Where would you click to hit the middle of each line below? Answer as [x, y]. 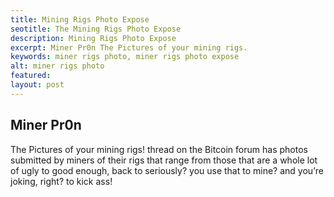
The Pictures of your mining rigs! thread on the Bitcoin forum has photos [159, 149]
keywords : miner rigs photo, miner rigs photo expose [125, 57]
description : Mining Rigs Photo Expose [93, 38]
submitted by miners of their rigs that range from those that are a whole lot [164, 160]
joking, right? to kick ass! [61, 181]
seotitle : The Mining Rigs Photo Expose [96, 29]
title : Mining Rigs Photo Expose [80, 19]
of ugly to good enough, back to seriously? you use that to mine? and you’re [167, 170]
